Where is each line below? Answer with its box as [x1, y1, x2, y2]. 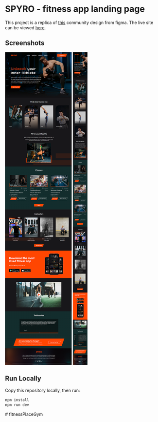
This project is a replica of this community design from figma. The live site [5, 20, 154, 25]
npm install [5, 397, 29, 402]
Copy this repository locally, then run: [5, 387, 80, 393]
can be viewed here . [5, 24, 46, 30]
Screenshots [5, 39, 45, 47]
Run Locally [5, 375, 41, 383]
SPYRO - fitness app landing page [5, 3, 145, 15]
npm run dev [5, 402, 29, 407]
